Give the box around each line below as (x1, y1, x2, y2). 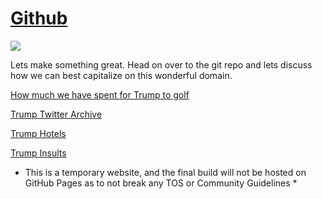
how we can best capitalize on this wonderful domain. (10, 69, 233, 81)
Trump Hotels (10, 127, 67, 139)
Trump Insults (10, 147, 67, 159)
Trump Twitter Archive (10, 108, 103, 120)
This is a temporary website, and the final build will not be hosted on (24, 166, 307, 178)
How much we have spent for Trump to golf (10, 88, 190, 101)
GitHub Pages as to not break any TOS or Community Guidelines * (24, 177, 298, 189)
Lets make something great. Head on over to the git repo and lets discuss (10, 58, 313, 71)
